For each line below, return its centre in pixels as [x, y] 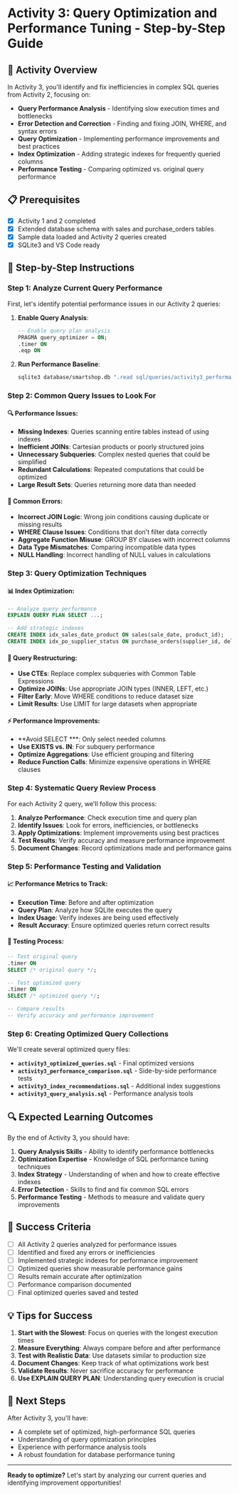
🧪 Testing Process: [36, 941]
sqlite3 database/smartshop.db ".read [75, 377]
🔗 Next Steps [37, 1401]
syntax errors [37, 131]
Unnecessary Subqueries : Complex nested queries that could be [114, 454]
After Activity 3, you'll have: [48, 1418]
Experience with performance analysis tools [82, 1447]
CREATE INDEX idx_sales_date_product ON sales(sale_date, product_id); [116, 635]
